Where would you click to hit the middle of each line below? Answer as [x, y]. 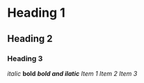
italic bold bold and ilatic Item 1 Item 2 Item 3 [72, 73]
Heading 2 [30, 39]
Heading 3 [25, 59]
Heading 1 [37, 13]
